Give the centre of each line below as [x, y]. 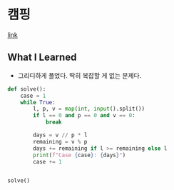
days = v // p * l [60, 135]
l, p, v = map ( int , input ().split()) [89, 109]
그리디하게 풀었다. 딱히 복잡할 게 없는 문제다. [80, 75]
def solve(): [27, 89]
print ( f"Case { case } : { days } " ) [80, 155]
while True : [38, 102]
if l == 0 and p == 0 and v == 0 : [84, 116]
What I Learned [42, 57]
